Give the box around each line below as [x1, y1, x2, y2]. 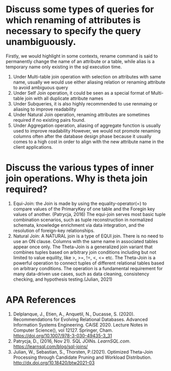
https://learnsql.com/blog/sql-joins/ [13, 343, 88, 350]
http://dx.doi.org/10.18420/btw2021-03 [13, 359, 95, 365]
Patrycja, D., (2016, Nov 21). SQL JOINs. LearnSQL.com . [13, 338, 131, 344]
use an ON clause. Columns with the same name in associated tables [13, 238, 158, 244]
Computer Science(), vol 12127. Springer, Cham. [13, 327, 113, 333]
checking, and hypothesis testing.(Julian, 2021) [13, 276, 112, 282]
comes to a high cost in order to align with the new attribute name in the [13, 139, 164, 145]
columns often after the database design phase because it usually [13, 133, 152, 139]
